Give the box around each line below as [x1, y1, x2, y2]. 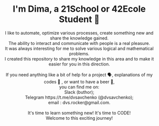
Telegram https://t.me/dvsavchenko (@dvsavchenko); [24, 94, 134, 100]
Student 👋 [59, 14, 100, 25]
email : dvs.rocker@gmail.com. [48, 99, 111, 105]
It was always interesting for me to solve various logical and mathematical [5, 45, 154, 51]
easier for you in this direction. [48, 61, 110, 67]
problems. [69, 50, 90, 57]
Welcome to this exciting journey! [45, 115, 113, 121]
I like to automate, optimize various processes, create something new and [5, 30, 154, 36]
